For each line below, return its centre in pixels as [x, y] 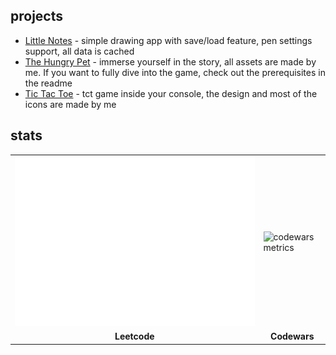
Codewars [292, 336]
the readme [48, 83]
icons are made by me [70, 104]
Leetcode [134, 336]
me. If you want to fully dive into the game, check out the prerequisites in [175, 72]
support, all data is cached [79, 51]
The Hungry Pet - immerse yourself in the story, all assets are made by [170, 61]
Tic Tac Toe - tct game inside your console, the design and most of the [171, 93]
